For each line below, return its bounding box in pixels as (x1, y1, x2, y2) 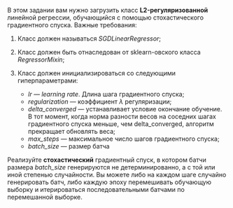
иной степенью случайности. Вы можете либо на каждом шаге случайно (7, 171, 227, 179)
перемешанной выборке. (7, 193, 83, 201)
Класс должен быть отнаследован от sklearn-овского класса (17, 48, 201, 56)
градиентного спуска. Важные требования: (7, 21, 138, 29)
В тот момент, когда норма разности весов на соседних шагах (27, 112, 217, 120)
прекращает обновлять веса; (27, 127, 115, 135)
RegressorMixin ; (17, 55, 65, 64)
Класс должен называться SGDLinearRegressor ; (17, 34, 162, 43)
